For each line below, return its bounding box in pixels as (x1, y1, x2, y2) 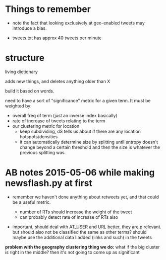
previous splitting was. (19, 149, 66, 155)
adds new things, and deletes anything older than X (5, 78, 111, 84)
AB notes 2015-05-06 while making (5, 167, 155, 178)
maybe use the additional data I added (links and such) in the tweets (12, 234, 152, 240)
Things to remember (5, 3, 91, 15)
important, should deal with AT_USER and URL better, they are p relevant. (12, 224, 162, 230)
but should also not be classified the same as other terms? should (12, 229, 147, 235)
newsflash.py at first (5, 177, 93, 189)
